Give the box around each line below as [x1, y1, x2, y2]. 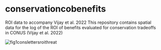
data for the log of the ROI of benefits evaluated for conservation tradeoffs [5, 24, 156, 30]
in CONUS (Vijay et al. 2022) [5, 30, 63, 35]
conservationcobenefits [5, 3, 106, 15]
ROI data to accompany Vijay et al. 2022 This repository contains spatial [5, 19, 152, 25]
